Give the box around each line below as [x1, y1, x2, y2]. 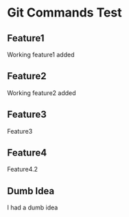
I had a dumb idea [7, 203, 58, 211]
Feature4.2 [7, 165, 38, 174]
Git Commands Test [7, 5, 122, 21]
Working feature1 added [7, 50, 75, 59]
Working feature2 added [7, 88, 77, 97]
